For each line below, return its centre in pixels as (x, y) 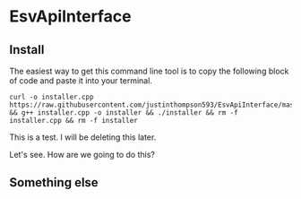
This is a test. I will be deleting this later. (83, 137)
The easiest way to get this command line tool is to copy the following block (149, 71)
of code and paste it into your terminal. (81, 81)
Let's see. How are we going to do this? (82, 155)
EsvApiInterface (70, 17)
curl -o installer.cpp (52, 97)
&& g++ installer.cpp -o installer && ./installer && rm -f (124, 113)
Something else (54, 182)
